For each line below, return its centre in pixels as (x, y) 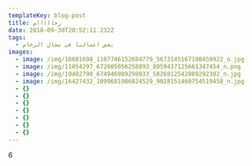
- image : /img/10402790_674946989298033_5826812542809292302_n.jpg (128, 74)
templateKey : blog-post (47, 15)
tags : (17, 37)
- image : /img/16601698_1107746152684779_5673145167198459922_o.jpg (130, 60)
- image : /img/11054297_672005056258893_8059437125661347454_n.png (128, 67)
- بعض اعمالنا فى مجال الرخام (65, 45)
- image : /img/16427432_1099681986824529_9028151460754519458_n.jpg (130, 81)
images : (21, 52)
